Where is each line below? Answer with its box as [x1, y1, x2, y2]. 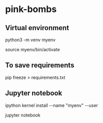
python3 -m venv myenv [5, 37, 56, 43]
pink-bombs [5, 4, 57, 15]
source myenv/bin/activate [5, 47, 60, 52]
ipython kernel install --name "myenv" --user [5, 102, 98, 108]
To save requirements [5, 61, 74, 70]
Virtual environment [5, 24, 69, 32]
